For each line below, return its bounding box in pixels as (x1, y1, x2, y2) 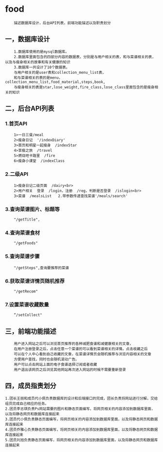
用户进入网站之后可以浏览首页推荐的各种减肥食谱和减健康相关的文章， (14, 341, 134, 346)
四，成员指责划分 (5, 382, 56, 390)
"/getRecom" (14, 289, 38, 294)
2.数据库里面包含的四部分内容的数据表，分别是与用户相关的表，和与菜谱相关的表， (14, 54, 156, 59)
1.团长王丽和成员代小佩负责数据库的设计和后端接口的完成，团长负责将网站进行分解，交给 (5, 396, 158, 401)
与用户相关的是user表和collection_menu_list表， (14, 70, 106, 75)
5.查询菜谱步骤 (5, 253, 40, 260)
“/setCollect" (14, 313, 42, 317)
